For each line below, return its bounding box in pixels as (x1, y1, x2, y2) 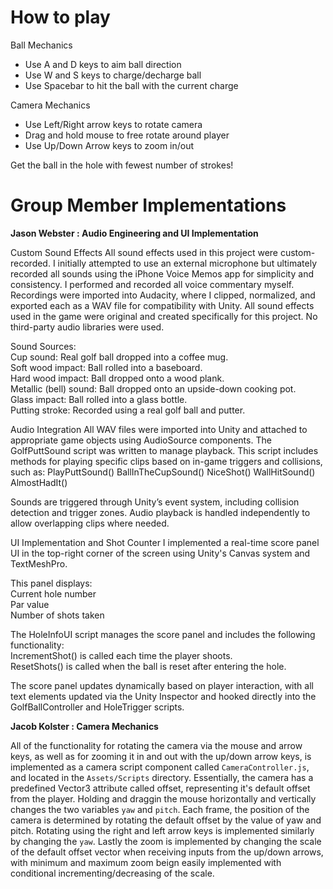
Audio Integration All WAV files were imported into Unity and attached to (10, 423, 308, 435)
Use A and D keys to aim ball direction (24, 58, 182, 70)
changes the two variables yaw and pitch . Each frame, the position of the (10, 803, 310, 815)
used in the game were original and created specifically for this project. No (10, 310, 318, 322)
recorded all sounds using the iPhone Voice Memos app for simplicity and (10, 267, 314, 280)
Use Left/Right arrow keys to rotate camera (24, 118, 203, 130)
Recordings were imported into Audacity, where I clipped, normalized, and (10, 289, 316, 301)
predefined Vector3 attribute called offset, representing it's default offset (10, 782, 311, 794)
